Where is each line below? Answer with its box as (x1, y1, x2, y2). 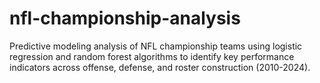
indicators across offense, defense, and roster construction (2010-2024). (9, 61, 311, 73)
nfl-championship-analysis (9, 7, 241, 30)
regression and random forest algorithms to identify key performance (9, 50, 295, 62)
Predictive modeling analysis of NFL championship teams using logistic (9, 40, 303, 52)
